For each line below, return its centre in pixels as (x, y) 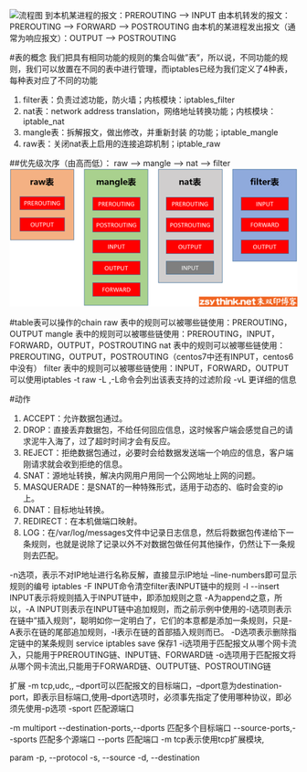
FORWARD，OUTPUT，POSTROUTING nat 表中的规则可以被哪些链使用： (148, 345)
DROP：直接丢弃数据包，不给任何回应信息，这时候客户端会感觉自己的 (154, 429)
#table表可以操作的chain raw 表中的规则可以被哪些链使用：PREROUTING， (151, 322)
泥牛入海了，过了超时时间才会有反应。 (103, 441)
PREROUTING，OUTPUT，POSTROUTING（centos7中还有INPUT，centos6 (152, 356)
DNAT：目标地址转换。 (66, 509)
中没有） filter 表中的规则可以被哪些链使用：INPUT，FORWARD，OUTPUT (149, 368)
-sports (24, 739)
